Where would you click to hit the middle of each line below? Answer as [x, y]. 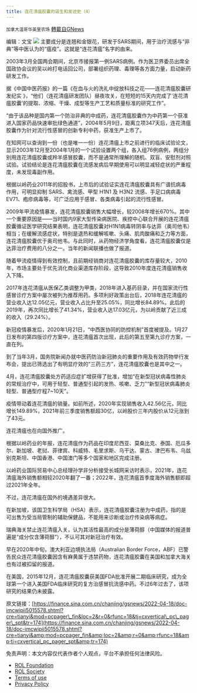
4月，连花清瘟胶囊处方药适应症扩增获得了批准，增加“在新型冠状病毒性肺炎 [96, 376]
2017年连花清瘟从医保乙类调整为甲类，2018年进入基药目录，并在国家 [89, 287]
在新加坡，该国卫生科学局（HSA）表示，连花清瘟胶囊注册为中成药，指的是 [96, 509]
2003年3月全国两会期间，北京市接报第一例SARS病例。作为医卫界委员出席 [95, 61]
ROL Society [30, 671]
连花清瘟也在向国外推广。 [37, 430]
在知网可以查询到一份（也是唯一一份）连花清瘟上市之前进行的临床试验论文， [98, 142]
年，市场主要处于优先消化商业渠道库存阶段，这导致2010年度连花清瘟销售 [94, 268]
